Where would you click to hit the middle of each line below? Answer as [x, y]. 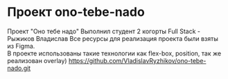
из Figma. [21, 46]
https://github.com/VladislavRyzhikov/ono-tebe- [137, 60]
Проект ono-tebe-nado [76, 12]
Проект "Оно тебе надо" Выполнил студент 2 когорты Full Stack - [104, 31]
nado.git [19, 68]
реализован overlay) [37, 60]
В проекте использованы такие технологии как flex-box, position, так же [114, 53]
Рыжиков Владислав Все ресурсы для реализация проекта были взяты [113, 38]
